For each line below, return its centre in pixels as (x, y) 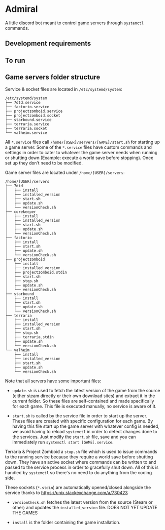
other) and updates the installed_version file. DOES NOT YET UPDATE (85, 507)
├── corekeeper (21, 212)
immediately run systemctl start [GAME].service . (63, 442)
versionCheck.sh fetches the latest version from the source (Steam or (82, 502)
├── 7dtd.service (23, 102)
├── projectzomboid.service (34, 111)
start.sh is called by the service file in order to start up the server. (80, 415)
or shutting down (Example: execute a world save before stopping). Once (79, 158)
